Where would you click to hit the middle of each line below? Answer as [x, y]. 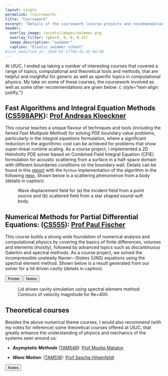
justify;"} [14, 92]
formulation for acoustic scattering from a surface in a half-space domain [81, 160]
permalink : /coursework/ [31, 14]
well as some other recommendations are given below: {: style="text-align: [82, 87]
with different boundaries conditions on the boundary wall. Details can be [81, 165]
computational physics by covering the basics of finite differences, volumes [83, 242]
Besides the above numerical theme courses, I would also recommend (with [83, 322]
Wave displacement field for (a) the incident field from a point [81, 191]
